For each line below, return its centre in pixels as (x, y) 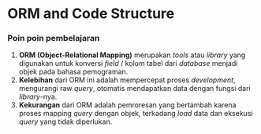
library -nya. (38, 97)
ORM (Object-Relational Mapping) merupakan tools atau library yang (132, 55)
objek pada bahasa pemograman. (73, 72)
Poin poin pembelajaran (54, 38)
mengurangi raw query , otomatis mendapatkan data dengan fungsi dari (134, 89)
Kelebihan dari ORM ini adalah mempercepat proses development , (127, 80)
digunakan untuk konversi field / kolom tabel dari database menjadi (128, 63)
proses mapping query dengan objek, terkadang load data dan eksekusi (136, 114)
